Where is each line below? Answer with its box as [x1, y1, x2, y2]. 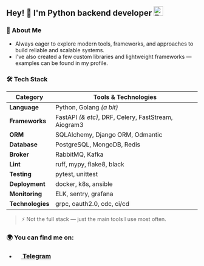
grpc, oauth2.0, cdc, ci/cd [55, 199, 129, 208]
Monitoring [9, 189, 42, 198]
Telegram [22, 251, 52, 260]
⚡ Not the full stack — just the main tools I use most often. [21, 215, 167, 222]
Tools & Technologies [93, 92, 157, 101]
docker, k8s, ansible [55, 180, 114, 188]
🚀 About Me [6, 26, 42, 35]
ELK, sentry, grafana [55, 189, 114, 198]
